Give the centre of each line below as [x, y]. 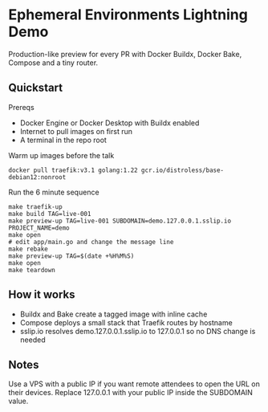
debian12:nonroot [37, 177]
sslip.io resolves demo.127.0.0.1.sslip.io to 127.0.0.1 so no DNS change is [138, 331]
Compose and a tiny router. [53, 63]
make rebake [28, 249]
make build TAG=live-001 [50, 214]
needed [32, 340]
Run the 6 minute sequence [54, 192]
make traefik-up [35, 206]
